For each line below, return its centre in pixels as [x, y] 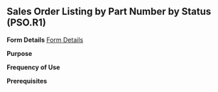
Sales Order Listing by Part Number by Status [109, 12]
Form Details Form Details [45, 40]
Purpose [20, 53]
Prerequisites [27, 81]
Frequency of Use [33, 67]
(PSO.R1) [27, 23]
